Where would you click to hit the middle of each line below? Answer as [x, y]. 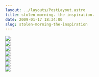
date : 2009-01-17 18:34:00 [34, 19]
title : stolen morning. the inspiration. [50, 15]
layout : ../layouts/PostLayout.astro [45, 10]
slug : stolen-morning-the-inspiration [46, 24]
